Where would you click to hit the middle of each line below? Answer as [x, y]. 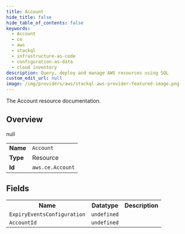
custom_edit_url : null [34, 78]
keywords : [18, 28]
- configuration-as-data [42, 61]
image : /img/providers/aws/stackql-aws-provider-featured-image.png [93, 84]
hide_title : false [29, 17]
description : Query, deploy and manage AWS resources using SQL [87, 73]
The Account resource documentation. [54, 101]
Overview [25, 120]
